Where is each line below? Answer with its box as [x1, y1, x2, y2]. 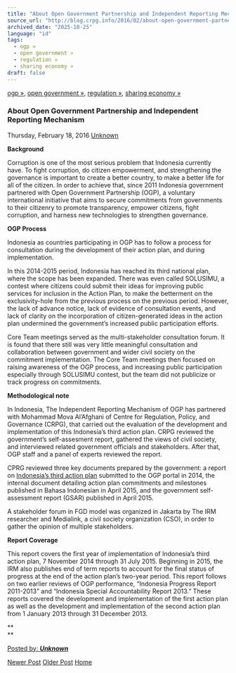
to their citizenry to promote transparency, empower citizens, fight [7, 203, 199, 211]
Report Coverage [7, 536, 58, 544]
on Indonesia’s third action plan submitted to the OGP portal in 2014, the [7, 471, 216, 479]
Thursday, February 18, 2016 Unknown [7, 131, 119, 140]
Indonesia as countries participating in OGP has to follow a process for [7, 237, 212, 247]
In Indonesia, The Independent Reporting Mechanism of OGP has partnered [7, 405, 226, 413]
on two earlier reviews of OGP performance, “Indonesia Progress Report [7, 579, 216, 588]
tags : [7, 37, 23, 44]
